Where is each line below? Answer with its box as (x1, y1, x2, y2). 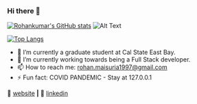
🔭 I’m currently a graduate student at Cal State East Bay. (16, 48, 176, 57)
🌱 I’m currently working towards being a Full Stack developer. (16, 55, 191, 64)
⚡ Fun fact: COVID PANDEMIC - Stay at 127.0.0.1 (16, 73, 152, 81)
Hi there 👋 (7, 6, 41, 16)
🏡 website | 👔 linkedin (7, 89, 69, 98)
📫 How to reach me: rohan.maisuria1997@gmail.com (16, 63, 167, 71)
